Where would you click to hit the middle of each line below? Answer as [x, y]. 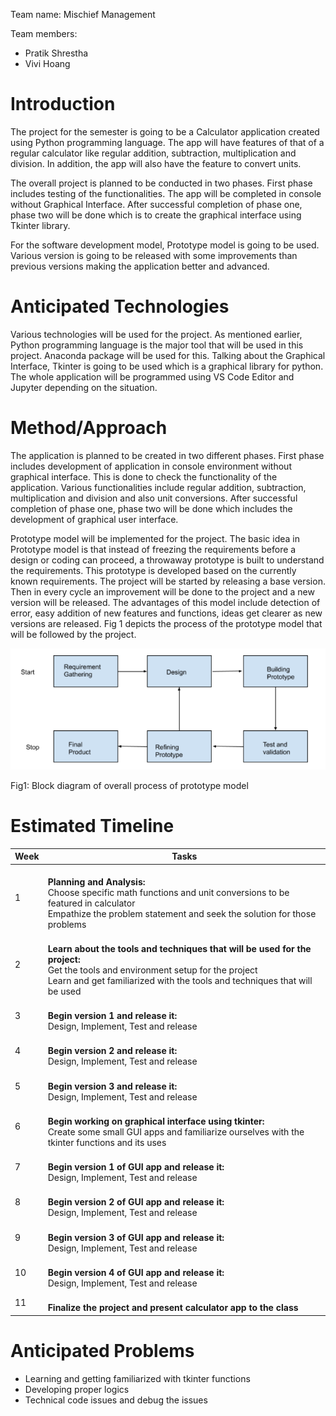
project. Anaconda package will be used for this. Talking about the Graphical [168, 355]
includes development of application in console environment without [151, 466]
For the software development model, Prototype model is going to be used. [165, 245]
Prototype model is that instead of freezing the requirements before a [153, 549]
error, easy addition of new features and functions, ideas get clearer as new [166, 613]
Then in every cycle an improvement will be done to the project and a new [162, 591]
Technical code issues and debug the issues [116, 1400]
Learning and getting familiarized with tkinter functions [137, 1378]
